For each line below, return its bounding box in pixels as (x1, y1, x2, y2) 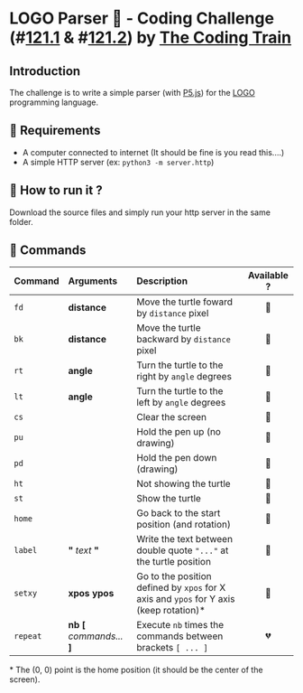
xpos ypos (68, 587, 115, 600)
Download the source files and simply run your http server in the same (9, 207, 271, 218)
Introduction (9, 63, 81, 79)
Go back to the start (136, 507, 221, 520)
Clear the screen (136, 411, 207, 424)
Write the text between (136, 533, 233, 546)
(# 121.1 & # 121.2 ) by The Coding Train (9, 27, 291, 48)
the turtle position (136, 556, 212, 568)
